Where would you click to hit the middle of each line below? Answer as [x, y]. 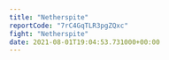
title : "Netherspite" [49, 17]
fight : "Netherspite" [49, 34]
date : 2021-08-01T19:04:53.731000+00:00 [85, 42]
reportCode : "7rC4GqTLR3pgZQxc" [69, 26]
